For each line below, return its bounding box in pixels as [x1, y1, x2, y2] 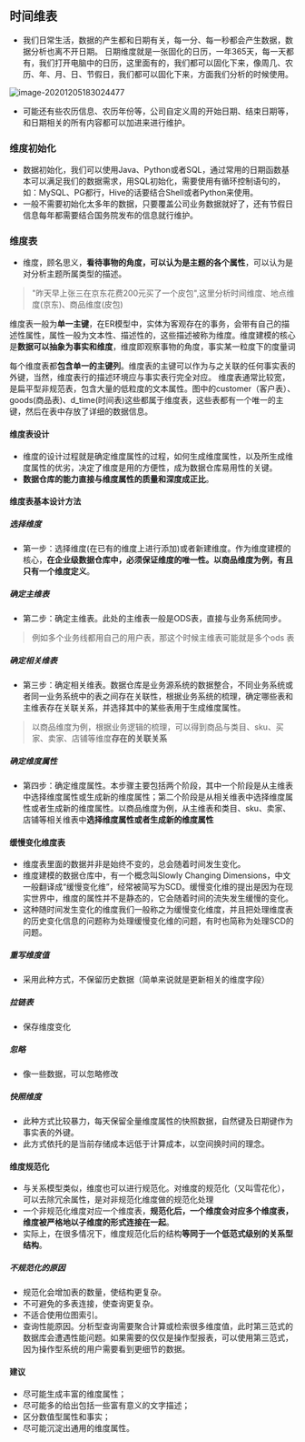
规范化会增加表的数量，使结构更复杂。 [22, 1286, 166, 1298]
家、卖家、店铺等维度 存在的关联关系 [31, 733, 168, 744]
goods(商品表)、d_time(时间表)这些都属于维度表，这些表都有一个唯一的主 [9, 395, 284, 406]
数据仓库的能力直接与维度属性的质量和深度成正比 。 [22, 473, 214, 484]
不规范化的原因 [9, 1262, 65, 1273]
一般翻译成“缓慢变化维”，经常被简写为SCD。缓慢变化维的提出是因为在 [22, 882, 286, 892]
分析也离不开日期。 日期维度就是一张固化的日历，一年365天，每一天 [30, 45, 287, 56]
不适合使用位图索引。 [22, 1309, 103, 1321]
